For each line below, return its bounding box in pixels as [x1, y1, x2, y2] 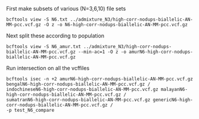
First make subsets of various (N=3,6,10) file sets [6, 5, 126, 12]
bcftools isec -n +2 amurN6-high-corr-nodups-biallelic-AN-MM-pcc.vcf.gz [6, 76, 194, 82]
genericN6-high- [153, 97, 194, 103]
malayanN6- [160, 86, 188, 92]
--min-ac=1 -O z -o [78, 49, 127, 55]
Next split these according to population [6, 32, 105, 39]
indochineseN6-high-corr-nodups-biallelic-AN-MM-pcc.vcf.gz [6, 86, 159, 92]
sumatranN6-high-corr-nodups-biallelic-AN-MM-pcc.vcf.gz [6, 97, 151, 103]
